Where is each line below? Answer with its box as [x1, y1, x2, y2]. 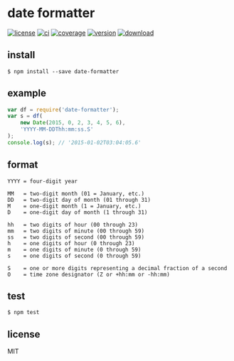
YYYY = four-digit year [7, 178, 78, 185]
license [7, 328, 41, 340]
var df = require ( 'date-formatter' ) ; [7, 106, 119, 113]
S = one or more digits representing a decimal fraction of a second [7, 264, 228, 271]
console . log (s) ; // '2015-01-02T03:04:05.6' [7, 139, 142, 146]
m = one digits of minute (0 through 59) [7, 246, 142, 253]
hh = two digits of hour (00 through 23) [7, 221, 139, 228]
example [7, 87, 47, 99]
